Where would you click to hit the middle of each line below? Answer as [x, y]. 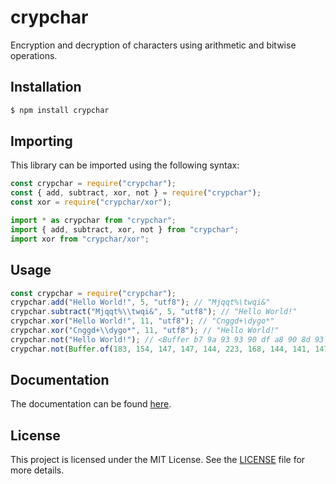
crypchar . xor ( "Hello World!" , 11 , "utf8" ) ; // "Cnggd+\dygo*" [142, 321]
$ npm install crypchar [60, 110]
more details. [37, 470]
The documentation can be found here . [91, 404]
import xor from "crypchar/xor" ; [80, 239]
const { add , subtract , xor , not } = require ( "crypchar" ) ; [136, 193]
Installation [46, 87]
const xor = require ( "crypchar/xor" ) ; [91, 202]
